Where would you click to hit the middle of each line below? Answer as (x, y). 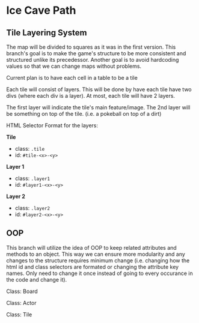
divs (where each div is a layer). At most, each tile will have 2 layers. (91, 96)
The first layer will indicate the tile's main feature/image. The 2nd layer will (98, 107)
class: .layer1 (32, 178)
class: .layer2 (32, 208)
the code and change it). (37, 279)
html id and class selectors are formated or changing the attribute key (93, 267)
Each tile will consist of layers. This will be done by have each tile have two (99, 89)
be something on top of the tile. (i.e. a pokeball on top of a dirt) (84, 114)
